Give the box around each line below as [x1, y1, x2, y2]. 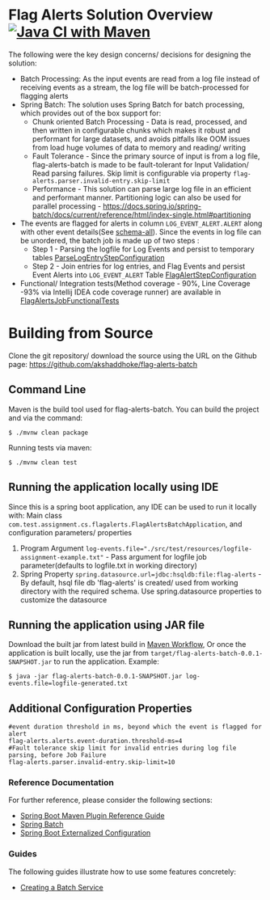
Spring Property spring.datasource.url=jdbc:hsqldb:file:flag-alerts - [19, 568, 262, 579]
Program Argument [19, 543, 84, 553]
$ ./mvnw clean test [8, 458, 78, 467]
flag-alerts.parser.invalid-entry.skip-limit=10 [8, 758, 175, 767]
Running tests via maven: [8, 442, 92, 452]
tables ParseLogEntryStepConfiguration [32, 252, 165, 262]
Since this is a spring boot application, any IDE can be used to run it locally [8, 501, 257, 511]
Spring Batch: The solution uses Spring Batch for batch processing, [19, 99, 245, 109]
